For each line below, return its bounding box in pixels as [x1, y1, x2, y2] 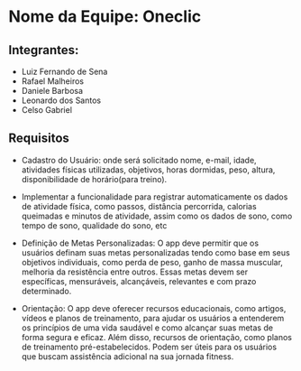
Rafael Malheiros [21, 76, 85, 87]
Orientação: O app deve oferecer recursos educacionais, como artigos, [21, 302, 287, 313]
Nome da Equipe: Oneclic [8, 6, 202, 27]
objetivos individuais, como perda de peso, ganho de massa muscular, [21, 256, 283, 267]
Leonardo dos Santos [21, 95, 101, 106]
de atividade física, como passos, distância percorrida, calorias [21, 200, 258, 211]
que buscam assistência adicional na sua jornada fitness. [21, 350, 234, 362]
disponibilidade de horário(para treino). [21, 173, 168, 184]
